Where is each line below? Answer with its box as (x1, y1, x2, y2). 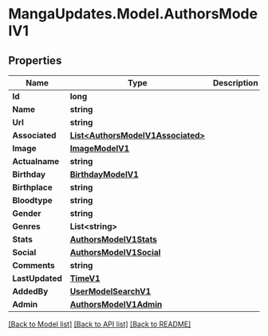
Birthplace (12, 182, 53, 193)
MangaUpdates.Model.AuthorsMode (8, 5, 258, 23)
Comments (12, 260, 56, 270)
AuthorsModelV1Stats (69, 234, 158, 245)
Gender (12, 208, 41, 218)
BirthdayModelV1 (69, 169, 139, 180)
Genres (12, 221, 41, 232)
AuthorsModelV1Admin (69, 299, 163, 310)
